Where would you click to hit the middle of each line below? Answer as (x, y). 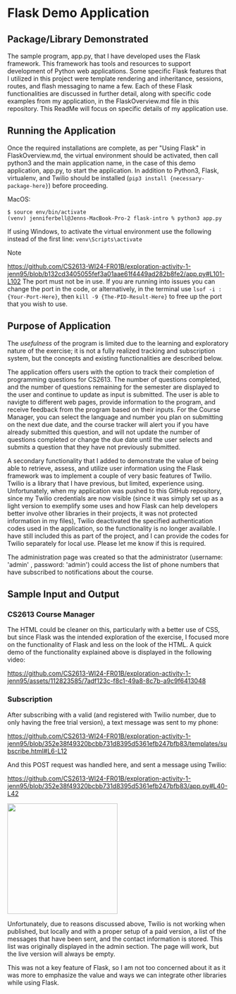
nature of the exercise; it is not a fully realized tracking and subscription (111, 351)
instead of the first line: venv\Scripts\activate (75, 239)
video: (17, 660)
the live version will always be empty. (61, 954)
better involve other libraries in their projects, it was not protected (103, 513)
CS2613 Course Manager (51, 614)
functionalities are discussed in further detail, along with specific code (109, 94)
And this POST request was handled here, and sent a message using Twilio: (117, 764)
